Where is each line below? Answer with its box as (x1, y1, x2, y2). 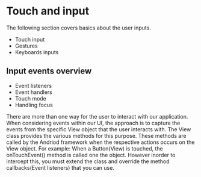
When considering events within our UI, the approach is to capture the (6, 119, 181, 126)
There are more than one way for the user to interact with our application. (6, 113, 188, 120)
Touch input (14, 36, 45, 43)
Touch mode (14, 95, 47, 102)
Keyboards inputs (14, 48, 59, 55)
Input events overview (6, 66, 92, 76)
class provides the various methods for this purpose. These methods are (6, 132, 187, 139)
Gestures (14, 42, 38, 49)
